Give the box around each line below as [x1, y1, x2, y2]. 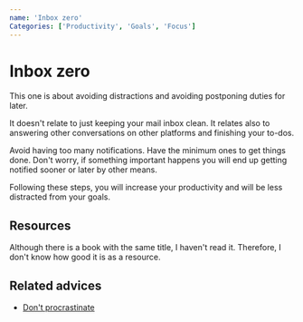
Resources [9, 218, 71, 233]
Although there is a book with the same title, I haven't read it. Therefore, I [9, 242, 282, 253]
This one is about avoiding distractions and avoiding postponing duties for [9, 91, 286, 102]
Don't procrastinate [22, 302, 95, 313]
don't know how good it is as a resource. [9, 251, 161, 263]
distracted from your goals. [9, 191, 111, 202]
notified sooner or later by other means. [9, 164, 158, 175]
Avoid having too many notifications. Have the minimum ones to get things [9, 145, 287, 156]
